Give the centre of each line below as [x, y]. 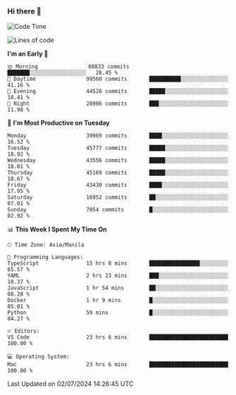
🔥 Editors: [24, 331]
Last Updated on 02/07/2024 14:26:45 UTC [70, 384]
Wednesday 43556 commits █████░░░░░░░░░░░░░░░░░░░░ [118, 161]
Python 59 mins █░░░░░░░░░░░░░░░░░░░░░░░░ [118, 313]
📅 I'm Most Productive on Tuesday [59, 123]
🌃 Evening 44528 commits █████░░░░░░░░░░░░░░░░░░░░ [118, 92]
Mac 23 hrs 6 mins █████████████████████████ [118, 365]
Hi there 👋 [25, 11]
